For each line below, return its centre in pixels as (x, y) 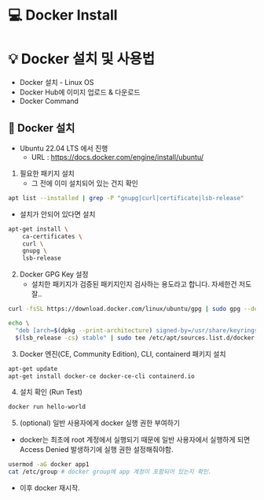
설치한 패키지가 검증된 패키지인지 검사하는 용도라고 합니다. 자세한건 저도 (141, 284)
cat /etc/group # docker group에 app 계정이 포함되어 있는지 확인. (110, 472)
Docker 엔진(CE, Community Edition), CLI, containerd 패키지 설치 (123, 354)
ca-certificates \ (52, 236)
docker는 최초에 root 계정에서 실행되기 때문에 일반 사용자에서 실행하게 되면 (135, 440)
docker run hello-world (47, 407)
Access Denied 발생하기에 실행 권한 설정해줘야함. (96, 450)
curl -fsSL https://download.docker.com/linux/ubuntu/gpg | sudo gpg (125, 309)
